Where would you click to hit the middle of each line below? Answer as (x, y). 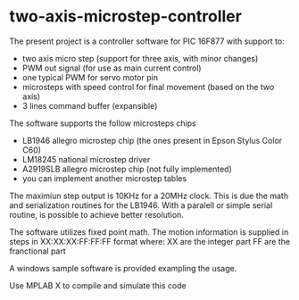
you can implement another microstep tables (104, 178)
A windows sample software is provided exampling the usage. (123, 268)
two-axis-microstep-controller (126, 17)
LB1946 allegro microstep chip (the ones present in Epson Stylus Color (152, 140)
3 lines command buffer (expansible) (90, 105)
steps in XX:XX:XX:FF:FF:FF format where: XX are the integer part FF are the (150, 241)
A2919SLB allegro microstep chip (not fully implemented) (127, 169)
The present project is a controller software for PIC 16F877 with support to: (147, 41)
